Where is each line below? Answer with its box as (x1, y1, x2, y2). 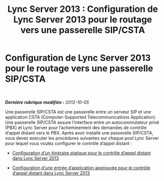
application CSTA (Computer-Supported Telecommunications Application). (5, 114, 157, 120)
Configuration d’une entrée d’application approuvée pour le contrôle (12, 165, 150, 171)
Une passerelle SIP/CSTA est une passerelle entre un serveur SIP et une (5, 109, 151, 115)
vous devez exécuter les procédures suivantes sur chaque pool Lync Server (5, 135, 159, 141)
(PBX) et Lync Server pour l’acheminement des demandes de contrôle (5, 125, 147, 131)
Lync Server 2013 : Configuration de (7, 3, 159, 15)
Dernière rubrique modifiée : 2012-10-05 (5, 99, 90, 105)
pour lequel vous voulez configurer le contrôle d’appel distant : (5, 140, 132, 146)
